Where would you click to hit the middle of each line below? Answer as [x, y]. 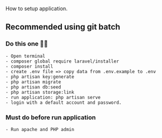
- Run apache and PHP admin [40, 129]
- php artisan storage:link [40, 92]
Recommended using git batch [63, 27]
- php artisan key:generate [40, 77]
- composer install [29, 66]
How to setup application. [37, 9]
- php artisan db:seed [33, 87]
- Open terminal [25, 56]
